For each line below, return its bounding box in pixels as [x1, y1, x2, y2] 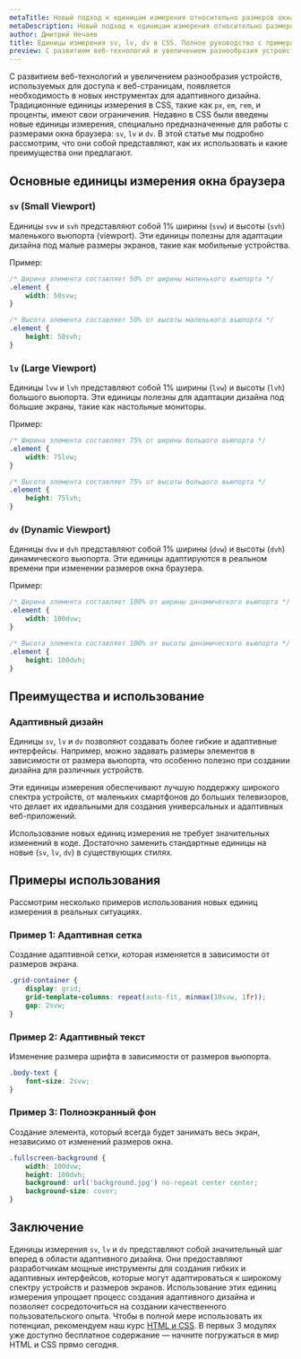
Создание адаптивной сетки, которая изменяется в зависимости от [9, 949, 271, 960]
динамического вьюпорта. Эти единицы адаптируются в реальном [9, 553, 267, 564]
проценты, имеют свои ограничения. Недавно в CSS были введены [9, 109, 269, 120]
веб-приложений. [9, 811, 78, 822]
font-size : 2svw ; [25, 1076, 90, 1085]
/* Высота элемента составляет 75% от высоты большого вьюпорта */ [9, 477, 267, 486]
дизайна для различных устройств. [9, 764, 145, 776]
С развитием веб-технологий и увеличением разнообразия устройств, [9, 71, 282, 82]
